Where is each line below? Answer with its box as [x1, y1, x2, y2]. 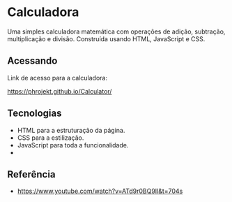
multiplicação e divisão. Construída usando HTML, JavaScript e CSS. [7, 34, 206, 43]
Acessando [7, 55, 58, 67]
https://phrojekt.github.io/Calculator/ [7, 87, 112, 95]
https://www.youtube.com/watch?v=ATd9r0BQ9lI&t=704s [17, 187, 183, 196]
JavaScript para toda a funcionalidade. [17, 140, 129, 149]
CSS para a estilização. [17, 134, 84, 142]
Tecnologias [7, 108, 62, 120]
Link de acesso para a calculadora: [7, 73, 108, 82]
